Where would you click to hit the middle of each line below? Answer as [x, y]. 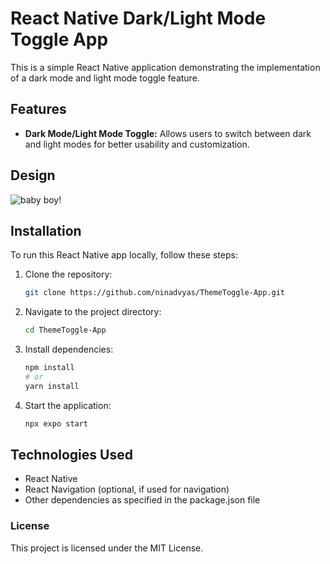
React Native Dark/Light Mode [138, 18]
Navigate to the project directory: [93, 312]
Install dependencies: [69, 349]
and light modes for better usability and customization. [137, 144]
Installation [46, 230]
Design [33, 175]
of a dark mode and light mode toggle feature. [105, 78]
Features [38, 109]
